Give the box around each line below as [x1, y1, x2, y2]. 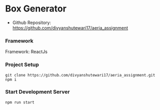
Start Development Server [5, 88, 70, 95]
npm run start [5, 99, 35, 105]
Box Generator [5, 3, 66, 14]
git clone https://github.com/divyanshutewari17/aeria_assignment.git [5, 72, 155, 77]
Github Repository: [12, 19, 51, 25]
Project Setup [5, 61, 39, 68]
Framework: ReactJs [5, 48, 47, 55]
